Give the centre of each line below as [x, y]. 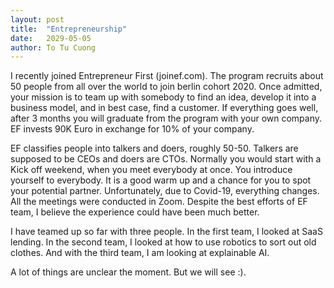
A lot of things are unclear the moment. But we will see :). [128, 272]
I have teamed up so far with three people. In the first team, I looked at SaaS [166, 232]
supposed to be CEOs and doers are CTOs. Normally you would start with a [166, 159]
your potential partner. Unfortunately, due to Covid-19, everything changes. [165, 191]
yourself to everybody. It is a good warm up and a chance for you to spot [161, 180]
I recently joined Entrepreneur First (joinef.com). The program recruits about [167, 76]
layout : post [37, 19]
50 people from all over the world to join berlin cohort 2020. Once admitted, [166, 87]
